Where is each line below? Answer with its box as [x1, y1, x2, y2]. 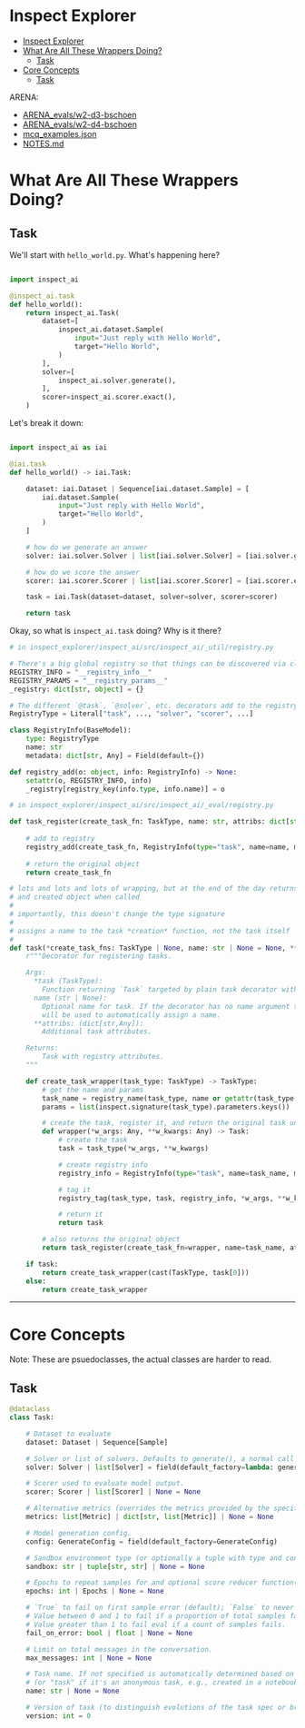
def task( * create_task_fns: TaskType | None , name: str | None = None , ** [9, 943, 299, 953]
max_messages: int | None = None [25, 1654, 152, 1663]
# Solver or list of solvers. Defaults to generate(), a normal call [25, 1454, 295, 1463]
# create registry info [57, 1160, 148, 1170]
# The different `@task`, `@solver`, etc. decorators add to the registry [9, 701, 299, 710]
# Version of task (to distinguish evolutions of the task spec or [25, 1703, 286, 1713]
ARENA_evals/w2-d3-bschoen [22, 109, 138, 120]
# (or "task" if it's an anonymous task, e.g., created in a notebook [25, 1678, 299, 1687]
